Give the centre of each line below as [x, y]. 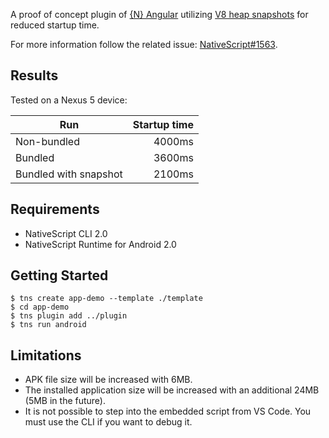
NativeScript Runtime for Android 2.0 [100, 244]
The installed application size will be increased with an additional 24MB [172, 390]
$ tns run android [48, 325]
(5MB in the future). [65, 401]
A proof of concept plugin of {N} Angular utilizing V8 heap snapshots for [159, 14]
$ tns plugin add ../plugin [69, 316]
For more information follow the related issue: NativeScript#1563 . [144, 44]
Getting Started [59, 275]
